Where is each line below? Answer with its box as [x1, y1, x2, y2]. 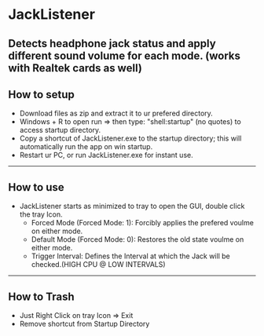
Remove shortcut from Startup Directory [19, 320, 150, 329]
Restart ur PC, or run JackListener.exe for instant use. [19, 151, 194, 160]
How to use [8, 181, 64, 194]
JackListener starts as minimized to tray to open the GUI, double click [19, 202, 245, 211]
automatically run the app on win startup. [19, 142, 153, 152]
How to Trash [8, 290, 75, 303]
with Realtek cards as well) [8, 61, 143, 75]
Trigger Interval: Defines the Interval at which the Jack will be [31, 251, 230, 261]
